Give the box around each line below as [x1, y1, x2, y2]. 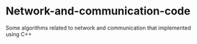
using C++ [5, 30, 32, 37]
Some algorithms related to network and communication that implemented [5, 24, 192, 31]
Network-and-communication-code [5, 4, 191, 18]
